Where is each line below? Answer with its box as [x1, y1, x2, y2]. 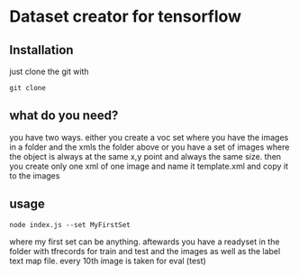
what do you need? [9, 108, 119, 124]
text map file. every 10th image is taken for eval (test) [9, 255, 207, 266]
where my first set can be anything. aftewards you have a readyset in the [9, 236, 280, 247]
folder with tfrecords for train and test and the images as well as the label [9, 245, 281, 256]
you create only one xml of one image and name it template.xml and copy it [9, 160, 289, 171]
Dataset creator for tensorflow [9, 6, 241, 27]
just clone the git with [9, 66, 89, 77]
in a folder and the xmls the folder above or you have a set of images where [9, 142, 290, 152]
